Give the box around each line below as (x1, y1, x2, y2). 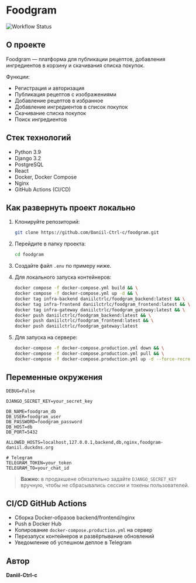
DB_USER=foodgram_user (6, 413, 61, 420)
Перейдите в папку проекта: (14, 240, 86, 247)
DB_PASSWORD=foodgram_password (6, 419, 82, 424)
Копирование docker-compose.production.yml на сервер (14, 527, 153, 534)
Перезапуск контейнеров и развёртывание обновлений (14, 533, 154, 540)
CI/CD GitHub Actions (6, 498, 87, 508)
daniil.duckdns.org (6, 444, 54, 450)
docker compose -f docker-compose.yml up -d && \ (14, 291, 139, 296)
